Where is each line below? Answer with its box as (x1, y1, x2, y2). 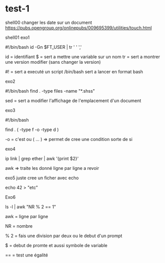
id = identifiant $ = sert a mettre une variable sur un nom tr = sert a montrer (5, 53, 161, 60)
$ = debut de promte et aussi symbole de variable (5, 242, 108, 248)
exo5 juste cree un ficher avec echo (5, 175, 79, 181)
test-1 (5, 3, 30, 14)
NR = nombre (5, 223, 33, 229)
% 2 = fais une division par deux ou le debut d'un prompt (5, 233, 123, 239)
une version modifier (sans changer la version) (5, 59, 101, 65)
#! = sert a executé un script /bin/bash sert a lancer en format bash (5, 68, 143, 75)
